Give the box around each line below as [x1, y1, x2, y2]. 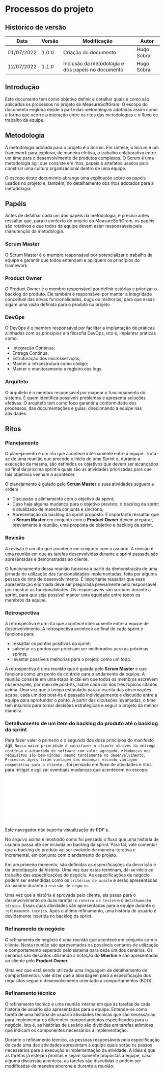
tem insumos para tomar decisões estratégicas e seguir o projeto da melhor [5, 702, 159, 708]
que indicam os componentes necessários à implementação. [5, 1027, 128, 1033]
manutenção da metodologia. [5, 228, 65, 235]
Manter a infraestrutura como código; [12, 361, 88, 367]
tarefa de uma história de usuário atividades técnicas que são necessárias [5, 1011, 156, 1017]
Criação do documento [63, 49, 116, 56]
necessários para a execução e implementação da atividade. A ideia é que [5, 1047, 156, 1053]
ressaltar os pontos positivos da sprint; [12, 640, 91, 646]
